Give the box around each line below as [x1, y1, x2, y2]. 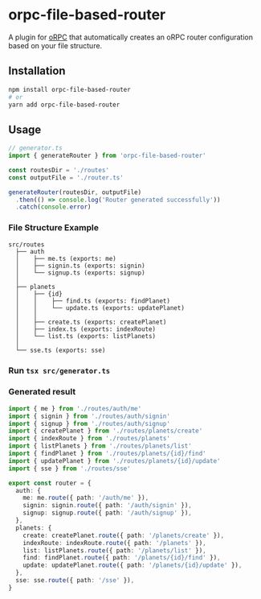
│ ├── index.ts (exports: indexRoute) [15, 324, 157, 333]
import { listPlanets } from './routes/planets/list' [8, 442, 193, 450]
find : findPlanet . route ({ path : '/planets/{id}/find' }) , [22, 554, 221, 562]
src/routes [8, 240, 45, 249]
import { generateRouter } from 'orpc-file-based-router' [8, 151, 206, 160]
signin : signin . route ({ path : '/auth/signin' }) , [22, 502, 193, 510]
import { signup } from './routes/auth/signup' [8, 419, 171, 428]
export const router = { [8, 479, 92, 487]
